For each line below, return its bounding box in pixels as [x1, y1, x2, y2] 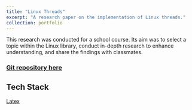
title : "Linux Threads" [6, 8, 66, 15]
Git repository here [6, 64, 62, 72]
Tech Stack [6, 81, 49, 92]
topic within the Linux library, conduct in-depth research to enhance [6, 42, 174, 49]
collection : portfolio [6, 20, 63, 26]
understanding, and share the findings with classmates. [6, 49, 143, 56]
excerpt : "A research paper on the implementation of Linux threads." [6, 14, 186, 20]
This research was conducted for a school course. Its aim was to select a [6, 36, 187, 43]
